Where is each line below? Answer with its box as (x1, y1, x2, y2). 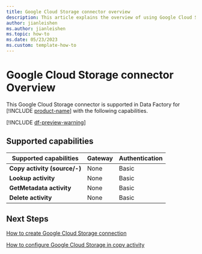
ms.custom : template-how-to (6, 43, 77, 49)
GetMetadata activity (9, 184, 72, 192)
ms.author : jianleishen (6, 25, 66, 32)
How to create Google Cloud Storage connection (6, 229, 127, 237)
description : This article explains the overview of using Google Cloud (6, 14, 192, 20)
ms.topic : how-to (6, 31, 50, 37)
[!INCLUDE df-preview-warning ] (6, 118, 86, 126)
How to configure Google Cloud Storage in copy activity (6, 241, 145, 249)
